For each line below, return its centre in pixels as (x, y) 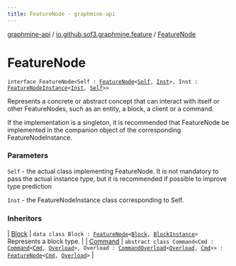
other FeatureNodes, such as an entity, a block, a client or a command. (111, 109)
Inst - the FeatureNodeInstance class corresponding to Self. (96, 200)
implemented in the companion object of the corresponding (94, 130)
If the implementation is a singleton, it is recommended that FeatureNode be (118, 122)
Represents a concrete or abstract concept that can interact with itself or (113, 101)
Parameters (28, 155)
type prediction (29, 186)
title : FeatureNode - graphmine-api (61, 14)
